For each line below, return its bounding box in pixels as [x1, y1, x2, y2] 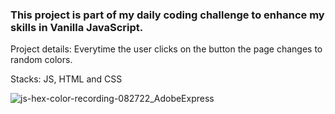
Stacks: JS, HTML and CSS [10, 73, 123, 85]
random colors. [10, 54, 73, 66]
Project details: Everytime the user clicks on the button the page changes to [10, 43, 323, 55]
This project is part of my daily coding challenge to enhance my [10, 8, 325, 22]
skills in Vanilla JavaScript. [10, 20, 144, 34]
